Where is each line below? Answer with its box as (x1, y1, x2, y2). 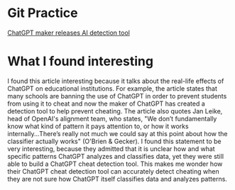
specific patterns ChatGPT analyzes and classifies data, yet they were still (7, 152, 224, 160)
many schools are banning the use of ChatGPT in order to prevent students (7, 91, 227, 100)
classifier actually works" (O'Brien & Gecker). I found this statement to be (7, 137, 222, 145)
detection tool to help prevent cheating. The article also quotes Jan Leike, (7, 106, 223, 115)
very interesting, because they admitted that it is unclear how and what (7, 144, 215, 153)
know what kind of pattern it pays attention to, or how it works (7, 122, 190, 130)
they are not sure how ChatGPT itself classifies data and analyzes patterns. (7, 174, 227, 183)
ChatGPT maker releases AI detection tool (7, 28, 130, 37)
